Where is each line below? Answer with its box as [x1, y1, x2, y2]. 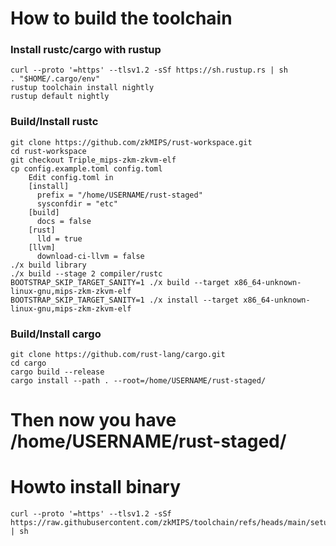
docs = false [36, 216, 92, 226]
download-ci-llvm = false [36, 251, 145, 261]
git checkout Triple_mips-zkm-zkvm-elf [10, 155, 177, 165]
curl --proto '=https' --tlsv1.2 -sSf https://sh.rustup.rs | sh [10, 65, 288, 76]
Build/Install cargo [10, 327, 102, 341]
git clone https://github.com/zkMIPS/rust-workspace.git [10, 137, 253, 147]
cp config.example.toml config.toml [10, 163, 163, 174]
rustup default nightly [10, 92, 110, 102]
